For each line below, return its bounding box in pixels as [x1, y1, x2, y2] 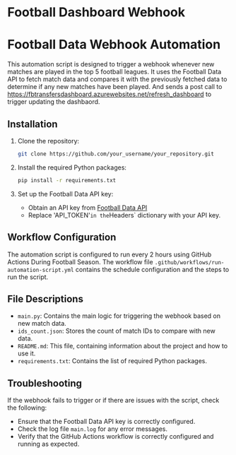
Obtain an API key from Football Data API [28, 203, 148, 212]
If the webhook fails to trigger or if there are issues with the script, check [7, 396, 220, 405]
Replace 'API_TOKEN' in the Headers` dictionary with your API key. [28, 211, 221, 219]
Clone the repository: [17, 136, 80, 145]
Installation [7, 118, 58, 130]
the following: [7, 403, 47, 412]
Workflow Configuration [7, 231, 117, 244]
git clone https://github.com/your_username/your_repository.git [17, 150, 214, 158]
